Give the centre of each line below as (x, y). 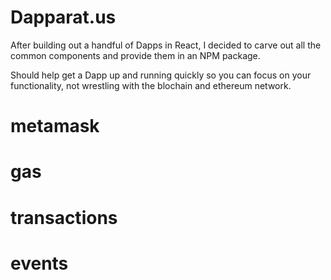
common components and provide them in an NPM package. (135, 55)
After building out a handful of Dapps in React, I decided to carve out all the (166, 45)
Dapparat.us (63, 17)
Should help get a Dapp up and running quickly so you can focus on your (161, 75)
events (39, 263)
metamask (55, 126)
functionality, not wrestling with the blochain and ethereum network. (151, 85)
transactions (64, 217)
